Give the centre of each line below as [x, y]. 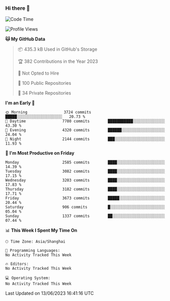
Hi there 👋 [18, 8]
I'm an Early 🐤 [20, 103]
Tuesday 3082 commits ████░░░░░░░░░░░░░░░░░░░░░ [85, 171]
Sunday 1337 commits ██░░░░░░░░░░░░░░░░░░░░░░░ [85, 216]
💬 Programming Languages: [33, 251]
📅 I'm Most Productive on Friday [40, 153]
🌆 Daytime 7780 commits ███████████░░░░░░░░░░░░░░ [85, 121]
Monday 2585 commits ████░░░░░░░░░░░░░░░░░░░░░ [85, 163]
